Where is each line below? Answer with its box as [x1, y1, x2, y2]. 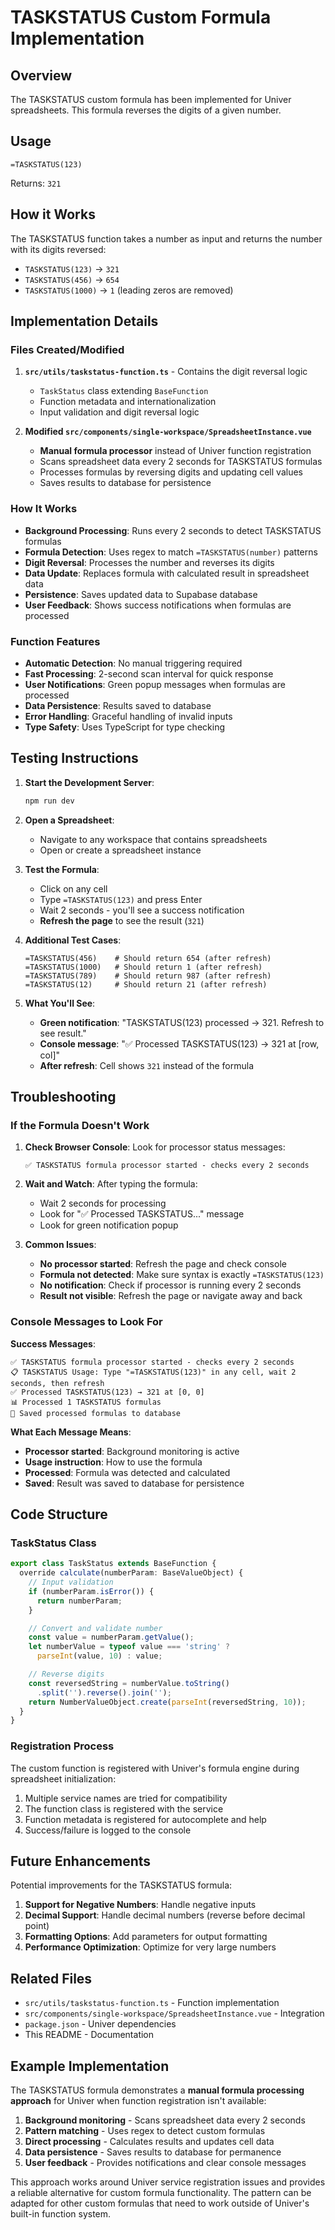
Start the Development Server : [24, 776, 155, 788]
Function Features [10, 634, 101, 648]
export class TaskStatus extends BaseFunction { [10, 1559, 217, 1569]
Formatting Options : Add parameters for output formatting [24, 1931, 268, 1943]
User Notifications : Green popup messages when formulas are [24, 678, 286, 690]
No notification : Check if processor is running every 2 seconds [39, 1279, 302, 1291]
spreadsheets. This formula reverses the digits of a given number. [10, 104, 282, 116]
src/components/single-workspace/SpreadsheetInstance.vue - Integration [24, 2007, 325, 2020]
